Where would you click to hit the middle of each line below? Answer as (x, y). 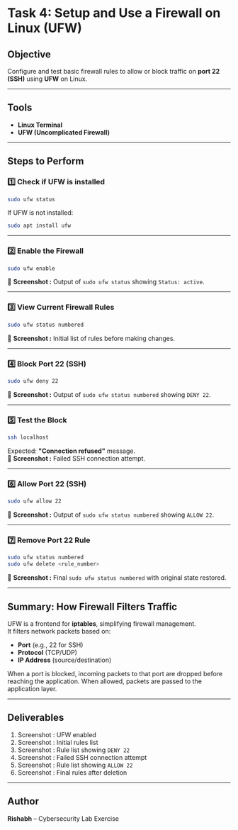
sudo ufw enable (31, 268)
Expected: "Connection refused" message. (72, 451)
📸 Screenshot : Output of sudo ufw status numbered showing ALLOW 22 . (111, 515)
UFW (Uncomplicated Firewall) (63, 132)
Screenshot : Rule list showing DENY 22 (74, 750)
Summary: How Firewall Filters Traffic (92, 606)
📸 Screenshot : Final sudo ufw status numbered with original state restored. (117, 578)
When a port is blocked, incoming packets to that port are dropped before (115, 673)
